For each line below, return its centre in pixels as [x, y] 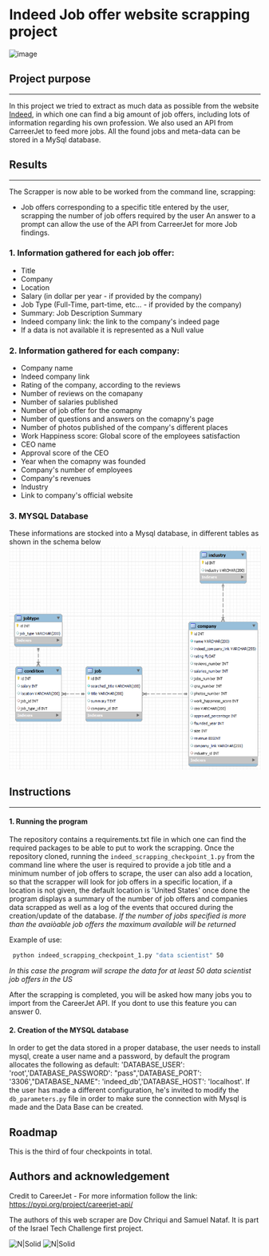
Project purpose [50, 79]
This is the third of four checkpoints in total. [81, 1151]
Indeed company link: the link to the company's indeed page [120, 321]
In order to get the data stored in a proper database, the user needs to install [135, 1047]
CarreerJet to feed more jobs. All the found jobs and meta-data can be [125, 131]
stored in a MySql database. [55, 139]
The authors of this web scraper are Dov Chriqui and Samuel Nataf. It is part [134, 1219]
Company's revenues [55, 479]
